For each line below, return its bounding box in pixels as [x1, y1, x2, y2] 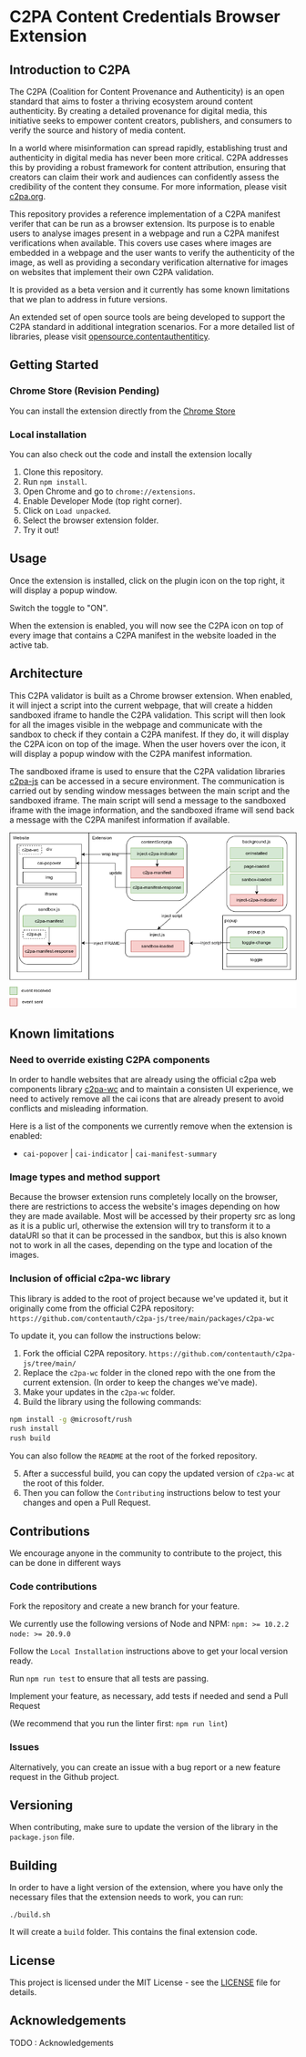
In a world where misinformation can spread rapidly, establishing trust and [9, 143, 289, 153]
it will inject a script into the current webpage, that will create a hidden [9, 700, 273, 711]
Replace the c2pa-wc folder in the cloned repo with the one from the [22, 1366, 276, 1377]
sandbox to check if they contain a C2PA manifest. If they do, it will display [9, 729, 290, 740]
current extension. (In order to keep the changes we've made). [22, 1376, 258, 1387]
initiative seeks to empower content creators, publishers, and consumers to [9, 116, 292, 126]
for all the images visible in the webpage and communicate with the [9, 719, 263, 730]
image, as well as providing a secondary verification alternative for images [9, 257, 289, 268]
